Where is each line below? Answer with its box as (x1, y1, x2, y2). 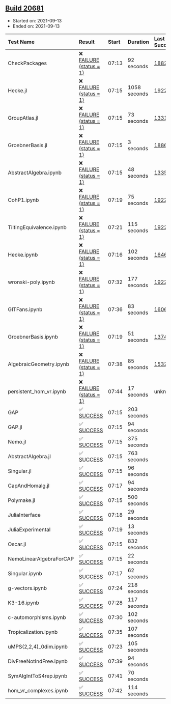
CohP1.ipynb (8, 196, 39, 203)
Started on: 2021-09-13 (12, 17, 62, 23)
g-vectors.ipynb (8, 584, 47, 592)
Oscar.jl (8, 541, 26, 548)
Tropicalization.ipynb (8, 628, 58, 635)
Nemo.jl (8, 438, 26, 445)
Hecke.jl (8, 87, 27, 94)
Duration (127, 38, 149, 45)
